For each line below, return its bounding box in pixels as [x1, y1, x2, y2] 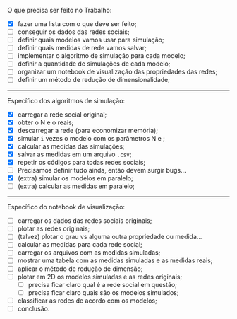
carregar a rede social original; [17, 110, 107, 119]
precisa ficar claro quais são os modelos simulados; [28, 288, 179, 296]
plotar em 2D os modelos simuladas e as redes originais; [17, 272, 183, 281]
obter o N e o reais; [17, 118, 74, 127]
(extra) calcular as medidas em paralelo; [17, 182, 135, 190]
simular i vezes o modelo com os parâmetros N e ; [17, 134, 166, 142]
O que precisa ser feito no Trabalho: [7, 6, 112, 14]
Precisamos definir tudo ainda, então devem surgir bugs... [17, 166, 186, 174]
